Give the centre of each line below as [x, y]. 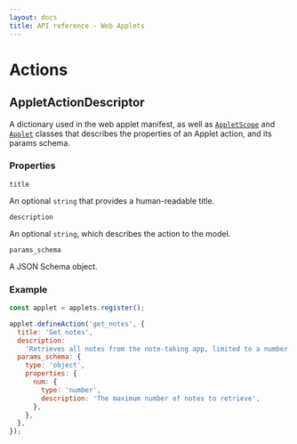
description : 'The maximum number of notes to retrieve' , [151, 398]
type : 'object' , [56, 366]
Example [28, 289]
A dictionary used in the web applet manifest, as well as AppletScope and [142, 124]
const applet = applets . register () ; [77, 308]
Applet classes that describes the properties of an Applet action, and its [141, 133]
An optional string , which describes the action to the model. [120, 233]
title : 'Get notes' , [55, 332]
